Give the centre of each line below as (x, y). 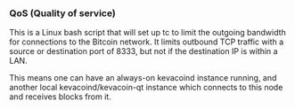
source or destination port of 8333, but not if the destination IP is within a (143, 51)
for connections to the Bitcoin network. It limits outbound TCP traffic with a (147, 42)
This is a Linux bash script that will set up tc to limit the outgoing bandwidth (148, 33)
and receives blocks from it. (60, 97)
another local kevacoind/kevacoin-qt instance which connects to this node (146, 88)
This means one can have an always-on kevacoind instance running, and (143, 78)
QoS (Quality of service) (62, 13)
